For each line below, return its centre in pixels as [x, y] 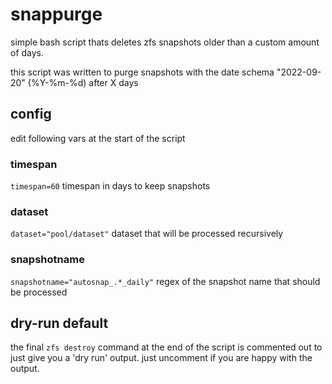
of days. [27, 52]
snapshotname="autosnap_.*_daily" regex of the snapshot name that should [165, 281]
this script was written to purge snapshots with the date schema [142, 72]
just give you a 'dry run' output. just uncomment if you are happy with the [161, 358]
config [31, 114]
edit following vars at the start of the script [98, 138]
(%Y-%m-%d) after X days [83, 82]
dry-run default [59, 323]
